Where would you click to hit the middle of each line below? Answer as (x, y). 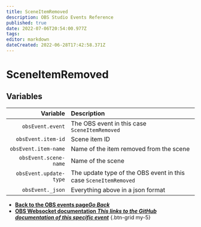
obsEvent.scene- (42, 158)
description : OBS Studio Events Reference (60, 17)
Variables (25, 96)
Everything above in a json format (118, 190)
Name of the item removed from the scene (130, 149)
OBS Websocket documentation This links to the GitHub (86, 211)
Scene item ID (91, 139)
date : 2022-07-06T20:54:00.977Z (46, 28)
